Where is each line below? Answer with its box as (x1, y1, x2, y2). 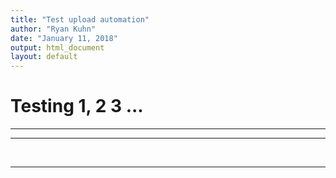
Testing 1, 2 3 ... (10, 95, 144, 118)
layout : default (10, 52, 78, 62)
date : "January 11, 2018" (10, 33, 118, 43)
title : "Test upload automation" (10, 14, 150, 25)
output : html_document (10, 42, 105, 53)
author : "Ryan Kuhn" (10, 24, 97, 34)
